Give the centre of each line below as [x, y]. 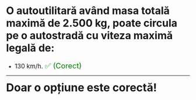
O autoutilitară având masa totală [88, 11]
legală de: [30, 48]
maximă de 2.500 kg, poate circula [92, 23]
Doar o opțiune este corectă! [82, 87]
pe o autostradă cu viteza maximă [90, 36]
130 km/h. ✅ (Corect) [48, 65]
